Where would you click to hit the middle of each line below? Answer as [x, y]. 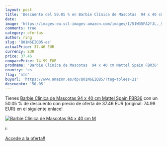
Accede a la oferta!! [25, 138]
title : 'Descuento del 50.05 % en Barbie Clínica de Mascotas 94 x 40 [81, 14]
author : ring [19, 38]
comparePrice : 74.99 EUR [31, 61]
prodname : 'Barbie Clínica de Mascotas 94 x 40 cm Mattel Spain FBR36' [82, 65]
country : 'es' [20, 70]
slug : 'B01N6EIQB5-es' [29, 42]
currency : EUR [20, 51]
